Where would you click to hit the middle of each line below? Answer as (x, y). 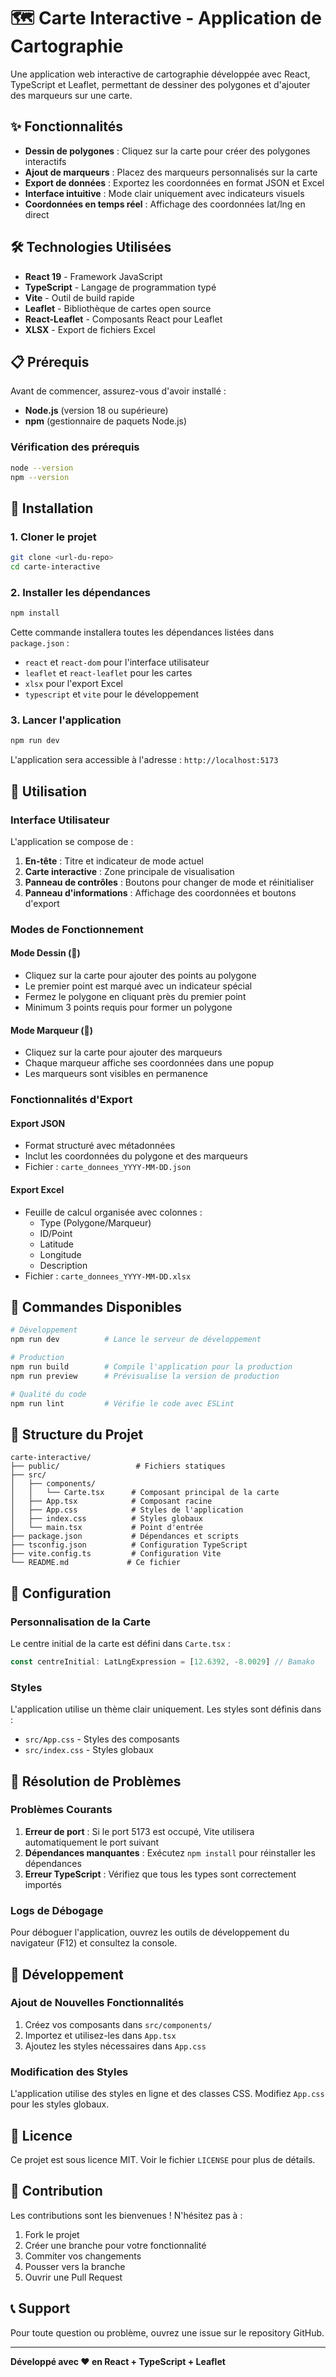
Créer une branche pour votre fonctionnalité (115, 2245)
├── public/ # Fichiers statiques (118, 1466)
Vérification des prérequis (75, 447)
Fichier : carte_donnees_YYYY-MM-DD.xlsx (108, 1276)
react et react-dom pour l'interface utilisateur (117, 662)
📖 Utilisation (49, 791)
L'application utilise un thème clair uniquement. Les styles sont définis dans (166, 1709)
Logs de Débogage (57, 1910)
